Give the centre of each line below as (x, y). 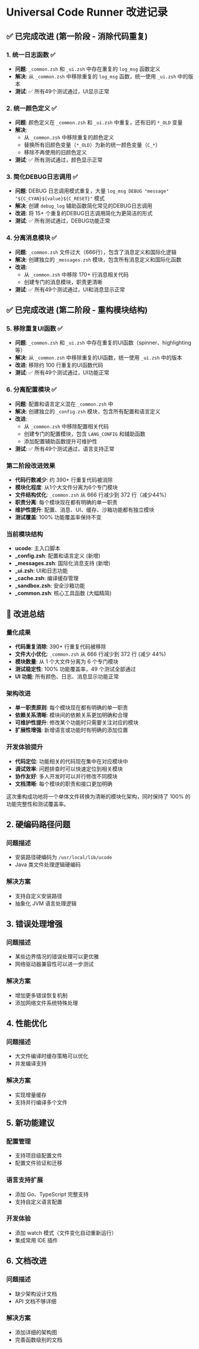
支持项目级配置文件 (39, 1156)
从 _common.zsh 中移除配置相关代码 (66, 426)
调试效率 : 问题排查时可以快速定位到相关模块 (69, 769)
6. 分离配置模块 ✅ (31, 389)
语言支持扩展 (25, 1180)
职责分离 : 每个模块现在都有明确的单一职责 (66, 503)
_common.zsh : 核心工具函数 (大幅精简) (63, 593)
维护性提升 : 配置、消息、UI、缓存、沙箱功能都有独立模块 (84, 510)
